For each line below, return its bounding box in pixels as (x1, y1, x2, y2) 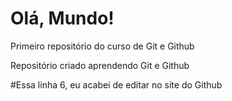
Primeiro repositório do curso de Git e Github (10, 40, 195, 52)
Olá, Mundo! (10, 7, 115, 30)
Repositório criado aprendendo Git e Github (10, 59, 190, 71)
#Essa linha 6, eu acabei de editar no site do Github (10, 78, 223, 91)
